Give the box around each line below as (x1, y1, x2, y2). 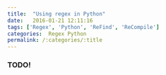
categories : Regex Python (7, 30, 87, 37)
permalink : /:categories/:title (7, 37, 102, 44)
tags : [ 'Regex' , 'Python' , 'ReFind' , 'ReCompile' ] (7, 23, 160, 30)
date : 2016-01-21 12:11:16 (7, 17, 93, 24)
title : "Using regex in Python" (7, 10, 106, 18)
